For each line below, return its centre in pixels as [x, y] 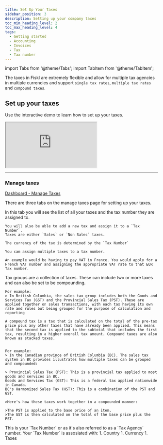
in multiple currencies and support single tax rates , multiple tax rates [78, 83]
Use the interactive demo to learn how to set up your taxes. [64, 115]
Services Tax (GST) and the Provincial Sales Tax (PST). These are [75, 300]
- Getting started [28, 37]
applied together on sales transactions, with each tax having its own [79, 304]
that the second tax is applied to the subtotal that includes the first [81, 330]
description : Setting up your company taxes [51, 18]
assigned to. [17, 217]
